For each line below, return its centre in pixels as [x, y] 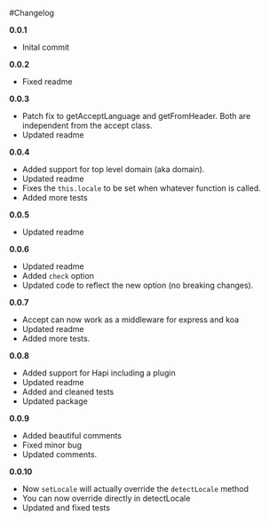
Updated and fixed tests [66, 508]
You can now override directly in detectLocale [106, 498]
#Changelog [32, 13]
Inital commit [45, 47]
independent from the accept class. [87, 125]
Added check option [58, 276]
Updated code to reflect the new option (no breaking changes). [138, 285]
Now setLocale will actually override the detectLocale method [135, 489]
